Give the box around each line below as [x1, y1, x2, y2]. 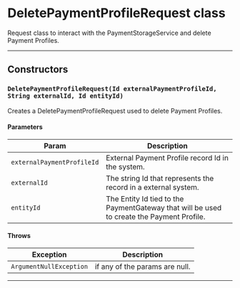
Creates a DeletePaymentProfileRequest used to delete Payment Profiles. [7, 106, 223, 115]
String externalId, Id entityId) [7, 92, 124, 101]
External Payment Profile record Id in [106, 153, 229, 163]
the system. [106, 162, 145, 172]
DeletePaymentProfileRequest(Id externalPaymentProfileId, [7, 85, 217, 93]
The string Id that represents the [106, 173, 214, 183]
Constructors [7, 63, 69, 76]
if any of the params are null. [94, 262, 191, 272]
